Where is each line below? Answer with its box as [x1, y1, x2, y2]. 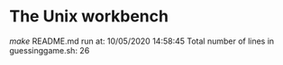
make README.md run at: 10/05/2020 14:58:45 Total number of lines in [9, 36, 275, 46]
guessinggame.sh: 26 [9, 45, 90, 55]
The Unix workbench [9, 6, 169, 27]
